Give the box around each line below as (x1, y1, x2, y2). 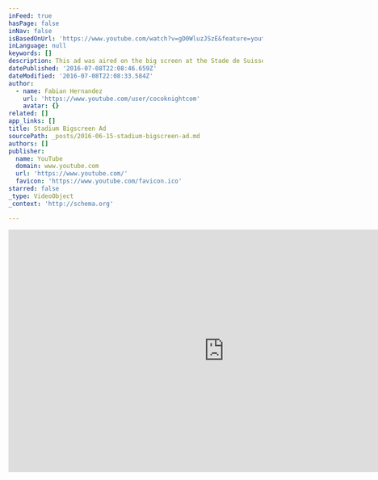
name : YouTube (15, 154, 63, 162)
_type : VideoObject (8, 192, 74, 200)
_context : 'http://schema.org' (8, 200, 114, 208)
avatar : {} (23, 102, 60, 110)
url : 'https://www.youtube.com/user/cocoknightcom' (23, 95, 200, 103)
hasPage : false (8, 19, 60, 27)
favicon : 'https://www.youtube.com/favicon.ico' (15, 177, 183, 186)
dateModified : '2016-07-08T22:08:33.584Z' (8, 72, 153, 80)
